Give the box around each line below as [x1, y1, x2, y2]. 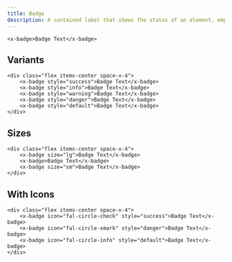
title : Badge [7, 10, 45, 17]
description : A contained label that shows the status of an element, [7, 17, 215, 23]
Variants [7, 54, 45, 65]
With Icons [7, 188, 55, 200]
